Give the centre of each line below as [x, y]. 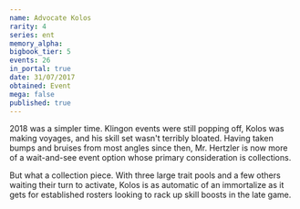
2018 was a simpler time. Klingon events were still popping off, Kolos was [147, 129]
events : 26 [30, 60]
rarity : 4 [28, 26]
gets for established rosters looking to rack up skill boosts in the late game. [150, 195]
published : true [40, 103]
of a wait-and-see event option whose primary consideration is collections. [150, 158]
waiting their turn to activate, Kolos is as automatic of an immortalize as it [147, 185]
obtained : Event [40, 86]
